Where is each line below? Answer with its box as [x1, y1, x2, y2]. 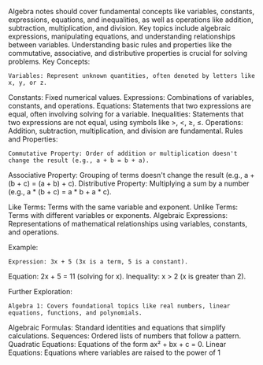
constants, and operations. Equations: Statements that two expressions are [8, 101, 252, 110]
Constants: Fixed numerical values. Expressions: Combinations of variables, [8, 93, 254, 101]
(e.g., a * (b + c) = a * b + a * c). [8, 187, 112, 196]
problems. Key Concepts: [8, 57, 91, 66]
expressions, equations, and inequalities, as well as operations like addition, [8, 15, 254, 24]
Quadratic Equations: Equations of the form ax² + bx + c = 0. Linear [8, 340, 227, 348]
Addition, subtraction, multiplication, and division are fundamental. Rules [8, 126, 243, 135]
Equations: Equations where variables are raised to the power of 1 [8, 348, 220, 357]
